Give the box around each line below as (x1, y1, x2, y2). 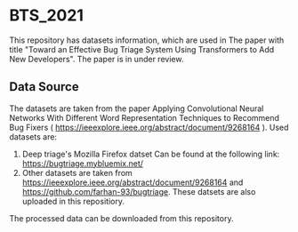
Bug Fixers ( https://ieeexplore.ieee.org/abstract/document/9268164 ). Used (9, 122, 289, 132)
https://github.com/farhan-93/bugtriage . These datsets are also (21, 186, 256, 196)
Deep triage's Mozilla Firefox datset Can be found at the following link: (21, 148, 280, 159)
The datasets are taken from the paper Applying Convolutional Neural (9, 103, 264, 114)
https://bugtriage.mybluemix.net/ (21, 157, 144, 169)
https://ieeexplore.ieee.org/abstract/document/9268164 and (21, 177, 244, 188)
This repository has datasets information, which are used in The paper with (9, 35, 285, 45)
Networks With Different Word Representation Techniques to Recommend (9, 112, 280, 123)
